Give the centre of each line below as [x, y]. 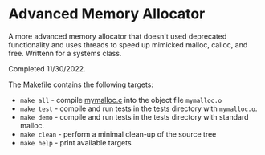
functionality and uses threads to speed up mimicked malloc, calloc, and [128, 44]
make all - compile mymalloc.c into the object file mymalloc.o [121, 100]
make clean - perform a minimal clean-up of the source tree [118, 134]
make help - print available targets [75, 142]
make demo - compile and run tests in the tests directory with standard [134, 116]
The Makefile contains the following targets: [81, 84]
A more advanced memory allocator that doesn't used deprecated [118, 36]
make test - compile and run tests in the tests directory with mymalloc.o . [139, 108]
